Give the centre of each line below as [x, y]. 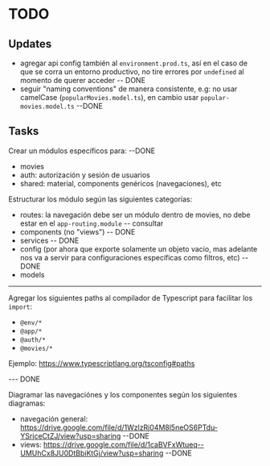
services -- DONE [49, 240]
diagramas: [27, 403]
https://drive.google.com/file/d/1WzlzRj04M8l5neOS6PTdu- [119, 427]
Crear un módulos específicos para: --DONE [82, 151]
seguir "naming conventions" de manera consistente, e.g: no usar [129, 89]
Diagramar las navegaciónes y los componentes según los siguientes [123, 394]
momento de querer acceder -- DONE [83, 80]
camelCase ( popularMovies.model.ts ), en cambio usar [109, 97]
